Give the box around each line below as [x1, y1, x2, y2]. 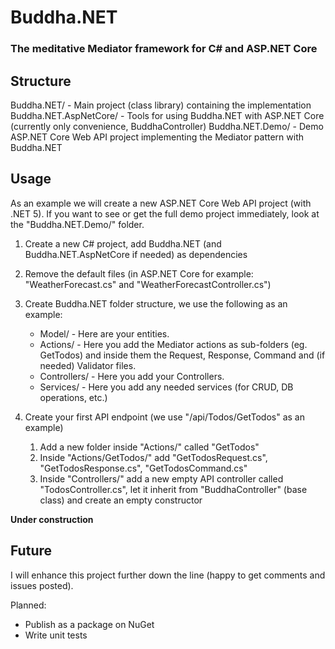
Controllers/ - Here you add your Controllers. [39, 370, 225, 382]
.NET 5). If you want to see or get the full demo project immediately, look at [10, 207, 320, 220]
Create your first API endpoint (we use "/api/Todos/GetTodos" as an [24, 411, 305, 423]
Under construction [10, 513, 94, 525]
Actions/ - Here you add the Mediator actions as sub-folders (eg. [39, 338, 308, 350]
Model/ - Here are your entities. [39, 327, 170, 340]
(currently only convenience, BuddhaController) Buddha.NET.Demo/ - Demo [10, 120, 324, 132]
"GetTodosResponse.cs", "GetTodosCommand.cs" [39, 462, 248, 474]
